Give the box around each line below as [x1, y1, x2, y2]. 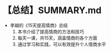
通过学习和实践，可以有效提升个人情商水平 [17, 41, 106, 47]
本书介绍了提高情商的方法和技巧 [17, 28, 84, 34]
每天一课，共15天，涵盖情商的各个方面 [17, 35, 97, 41]
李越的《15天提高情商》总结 [10, 22, 68, 28]
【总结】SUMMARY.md [3, 5, 102, 16]
